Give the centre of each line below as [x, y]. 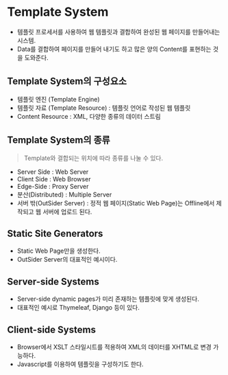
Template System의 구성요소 [67, 81]
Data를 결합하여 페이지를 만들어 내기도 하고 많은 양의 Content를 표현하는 [114, 49]
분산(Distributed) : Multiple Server [64, 194]
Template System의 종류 [59, 140]
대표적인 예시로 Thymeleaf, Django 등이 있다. [78, 308]
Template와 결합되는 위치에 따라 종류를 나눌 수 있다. [93, 158]
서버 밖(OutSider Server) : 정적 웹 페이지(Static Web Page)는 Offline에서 [116, 203]
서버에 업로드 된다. [67, 212]
